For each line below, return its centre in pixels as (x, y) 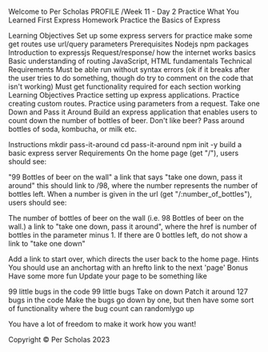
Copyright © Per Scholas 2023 (59, 340)
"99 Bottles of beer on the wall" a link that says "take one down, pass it (126, 177)
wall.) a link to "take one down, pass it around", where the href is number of (133, 226)
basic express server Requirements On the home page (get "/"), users (124, 153)
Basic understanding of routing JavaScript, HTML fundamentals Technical (130, 61)
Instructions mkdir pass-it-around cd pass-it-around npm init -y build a (125, 144)
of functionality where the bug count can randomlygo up (101, 308)
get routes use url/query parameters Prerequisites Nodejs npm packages (129, 44)
